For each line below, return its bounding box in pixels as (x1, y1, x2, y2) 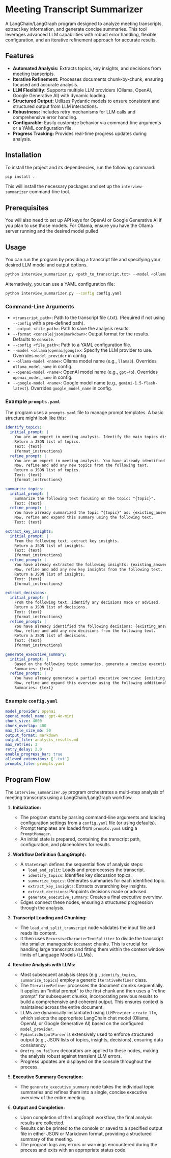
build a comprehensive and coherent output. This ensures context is (20, 998, 164, 1005)
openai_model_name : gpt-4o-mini (5, 714, 74, 719)
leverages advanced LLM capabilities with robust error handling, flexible (5, 31, 157, 37)
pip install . (5, 174, 36, 179)
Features (5, 52, 34, 60)
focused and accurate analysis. (12, 81, 79, 87)
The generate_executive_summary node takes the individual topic (20, 1083, 155, 1089)
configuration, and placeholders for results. (20, 841, 111, 847)
